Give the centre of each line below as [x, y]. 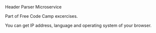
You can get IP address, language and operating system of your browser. [78, 25]
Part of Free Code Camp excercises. [41, 16]
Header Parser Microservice [33, 7]
